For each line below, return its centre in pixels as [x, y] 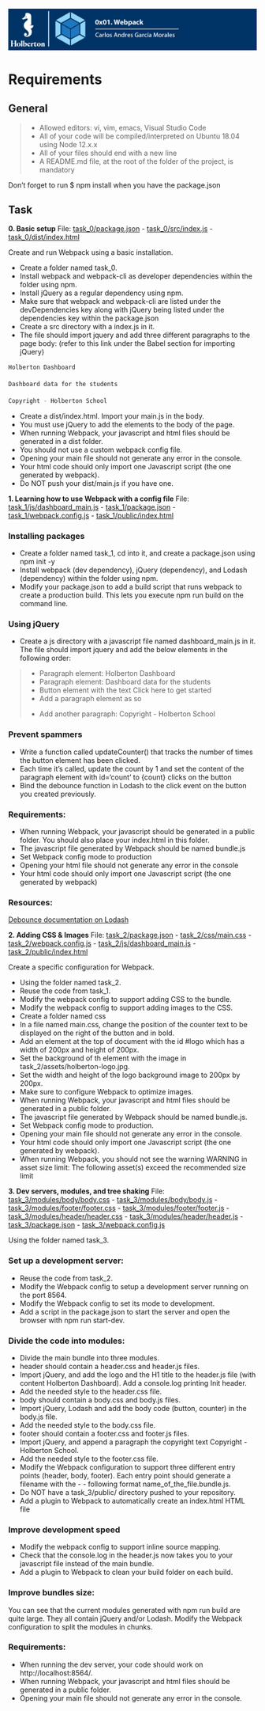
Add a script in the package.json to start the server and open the [125, 1311]
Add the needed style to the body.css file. [88, 1425]
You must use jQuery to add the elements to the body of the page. [127, 424]
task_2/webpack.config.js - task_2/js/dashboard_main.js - [102, 943]
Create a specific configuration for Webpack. [82, 967]
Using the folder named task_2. [70, 983]
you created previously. [58, 794]
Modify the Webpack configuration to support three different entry [127, 1467]
